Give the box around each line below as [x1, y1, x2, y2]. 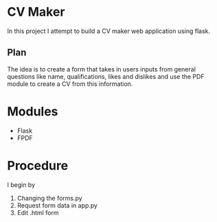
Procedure [7, 157, 69, 173]
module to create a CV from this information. [7, 80, 133, 88]
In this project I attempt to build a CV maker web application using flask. [7, 27, 211, 35]
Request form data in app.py [16, 201, 98, 210]
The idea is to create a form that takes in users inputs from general [7, 65, 196, 73]
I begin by [7, 180, 36, 189]
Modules [7, 104, 58, 119]
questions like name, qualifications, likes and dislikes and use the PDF [7, 72, 205, 80]
